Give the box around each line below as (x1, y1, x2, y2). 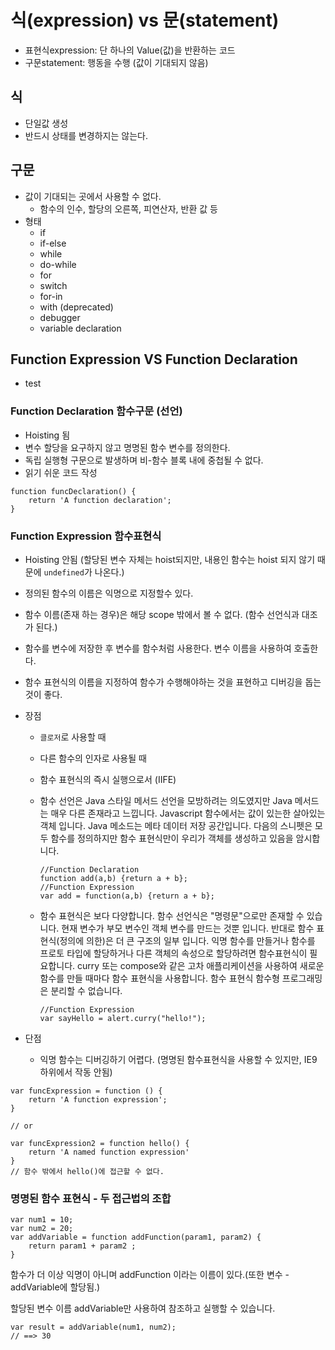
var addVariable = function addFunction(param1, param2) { (10, 1232, 262, 1243)
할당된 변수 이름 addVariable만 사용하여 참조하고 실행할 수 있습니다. (10, 1302, 276, 1315)
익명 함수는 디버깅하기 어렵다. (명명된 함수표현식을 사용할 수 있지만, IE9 (39, 1053, 318, 1065)
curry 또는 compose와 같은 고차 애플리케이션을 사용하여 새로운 (77, 959, 325, 971)
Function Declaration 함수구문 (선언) (10, 404, 183, 418)
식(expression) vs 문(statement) (10, 9, 280, 32)
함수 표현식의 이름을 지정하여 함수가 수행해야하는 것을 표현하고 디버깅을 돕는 (24, 676, 322, 688)
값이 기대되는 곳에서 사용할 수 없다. (24, 190, 162, 202)
